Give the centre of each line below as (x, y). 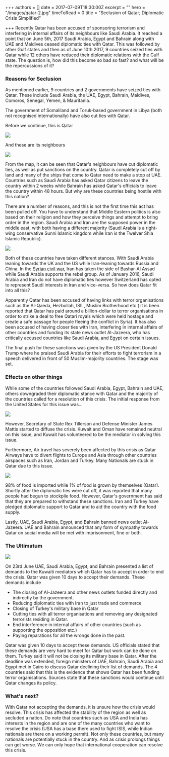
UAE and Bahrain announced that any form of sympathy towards (91, 527)
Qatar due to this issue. (30, 465)
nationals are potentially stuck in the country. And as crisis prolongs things (83, 739)
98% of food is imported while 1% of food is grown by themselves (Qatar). (82, 485)
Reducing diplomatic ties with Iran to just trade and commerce (77, 603)
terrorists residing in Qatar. (40, 619)
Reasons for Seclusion (33, 79)
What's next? (22, 696)
